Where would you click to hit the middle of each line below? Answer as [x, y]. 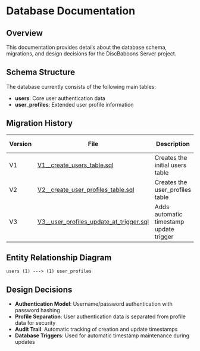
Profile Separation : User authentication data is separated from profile [100, 316]
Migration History [40, 123]
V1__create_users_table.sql [76, 165]
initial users [171, 165]
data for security [35, 323]
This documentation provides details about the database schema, [87, 47]
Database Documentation [71, 11]
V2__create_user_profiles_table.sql [86, 190]
